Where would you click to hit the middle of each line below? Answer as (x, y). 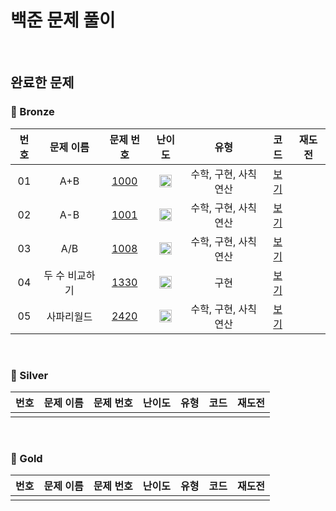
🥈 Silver (29, 375)
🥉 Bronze (32, 112)
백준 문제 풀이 (63, 20)
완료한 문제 (42, 82)
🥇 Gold (26, 458)
